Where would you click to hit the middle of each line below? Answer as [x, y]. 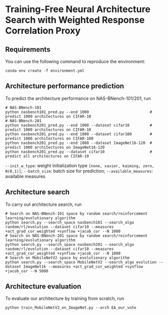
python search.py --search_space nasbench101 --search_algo [70, 222]
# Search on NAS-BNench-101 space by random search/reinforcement [76, 214]
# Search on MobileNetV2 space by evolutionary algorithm [67, 258]
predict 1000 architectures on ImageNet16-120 [55, 147]
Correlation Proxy [43, 31]
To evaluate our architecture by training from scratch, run [65, 298]
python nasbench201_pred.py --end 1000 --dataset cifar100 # [79, 134]
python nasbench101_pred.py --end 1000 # [79, 112]
